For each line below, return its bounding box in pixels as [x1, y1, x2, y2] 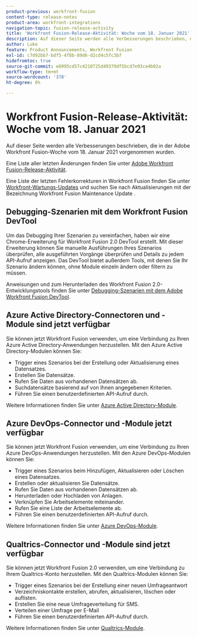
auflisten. [14, 595, 38, 602]
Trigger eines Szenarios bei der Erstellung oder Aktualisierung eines [14, 359, 179, 366]
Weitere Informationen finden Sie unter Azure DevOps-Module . [6, 522, 158, 529]
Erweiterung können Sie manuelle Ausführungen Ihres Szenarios [6, 244, 162, 251]
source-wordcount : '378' [6, 74, 67, 80]
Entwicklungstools [6, 286, 50, 294]
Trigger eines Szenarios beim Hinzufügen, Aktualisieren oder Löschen [14, 467, 184, 474]
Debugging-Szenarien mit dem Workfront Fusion [6, 207, 188, 217]
